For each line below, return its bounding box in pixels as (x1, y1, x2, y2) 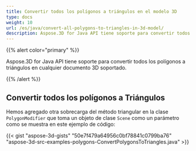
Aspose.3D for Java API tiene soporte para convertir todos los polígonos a (6, 58, 186, 65)
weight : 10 (6, 19, 33, 25)
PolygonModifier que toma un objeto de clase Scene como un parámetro (6, 114, 180, 121)
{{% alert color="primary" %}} (6, 46, 80, 53)
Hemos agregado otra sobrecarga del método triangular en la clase (6, 108, 168, 115)
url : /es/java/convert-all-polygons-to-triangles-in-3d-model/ (6, 25, 164, 31)
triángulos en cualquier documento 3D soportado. (6, 64, 127, 71)
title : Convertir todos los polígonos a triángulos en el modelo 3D (6, 8, 177, 15)
